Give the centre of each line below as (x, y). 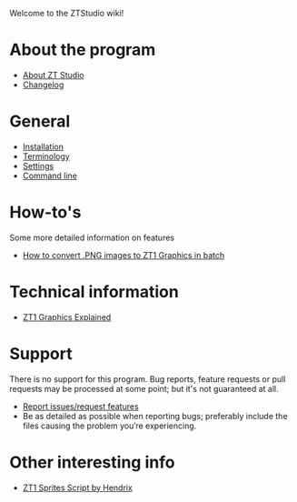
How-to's (45, 212)
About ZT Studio (53, 75)
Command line (49, 176)
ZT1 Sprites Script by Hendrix (78, 487)
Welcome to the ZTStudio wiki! (67, 13)
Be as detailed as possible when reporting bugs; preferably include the (155, 416)
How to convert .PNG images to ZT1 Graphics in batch (124, 255)
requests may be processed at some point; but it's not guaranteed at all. (144, 388)
